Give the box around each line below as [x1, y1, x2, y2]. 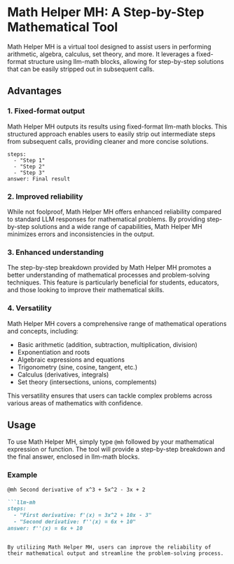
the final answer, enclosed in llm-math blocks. [7, 452, 140, 461]
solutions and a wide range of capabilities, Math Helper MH [31, 222, 202, 230]
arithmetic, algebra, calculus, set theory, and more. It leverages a [7, 50, 195, 58]
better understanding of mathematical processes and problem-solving [7, 271, 210, 280]
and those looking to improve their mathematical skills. [7, 286, 165, 294]
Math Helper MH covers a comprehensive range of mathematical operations [7, 319, 227, 327]
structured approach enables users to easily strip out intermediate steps [7, 129, 216, 138]
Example [7, 470, 38, 480]
